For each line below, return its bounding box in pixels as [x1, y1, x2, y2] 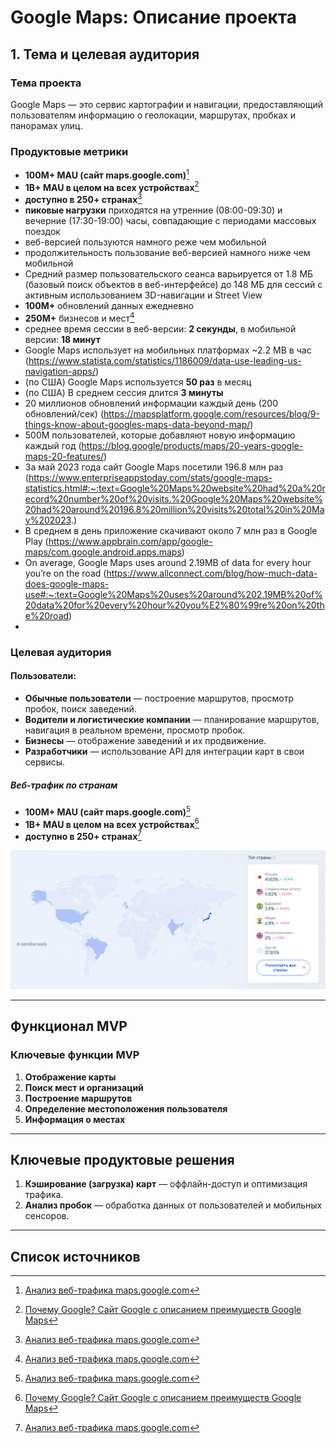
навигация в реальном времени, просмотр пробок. [24, 724, 246, 736]
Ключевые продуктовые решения [10, 1151, 235, 1168]
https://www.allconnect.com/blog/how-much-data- [106, 567, 318, 579]
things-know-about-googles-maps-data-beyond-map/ [24, 418, 251, 430]
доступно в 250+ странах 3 [24, 192, 143, 206]
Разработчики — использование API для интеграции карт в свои [24, 745, 305, 757]
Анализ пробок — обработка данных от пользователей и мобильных [24, 1199, 323, 1211]
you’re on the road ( [24, 567, 107, 579]
